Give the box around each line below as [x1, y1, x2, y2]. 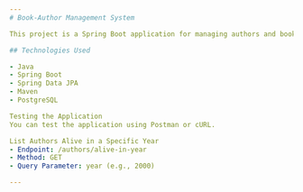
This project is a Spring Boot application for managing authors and [9, 29, 277, 39]
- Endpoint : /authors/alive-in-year [9, 145, 147, 154]
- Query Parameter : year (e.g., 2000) [9, 161, 155, 171]
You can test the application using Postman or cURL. [9, 120, 216, 129]
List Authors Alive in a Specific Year [9, 136, 160, 145]
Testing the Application [9, 112, 103, 121]
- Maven [9, 87, 39, 96]
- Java [9, 62, 34, 71]
